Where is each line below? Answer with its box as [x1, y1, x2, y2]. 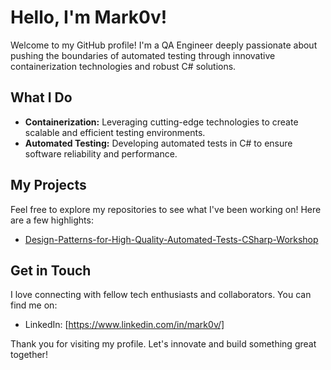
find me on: [10, 299, 58, 311]
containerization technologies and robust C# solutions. [10, 60, 237, 72]
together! [10, 349, 48, 361]
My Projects [10, 177, 87, 194]
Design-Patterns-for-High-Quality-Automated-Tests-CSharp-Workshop [24, 233, 319, 245]
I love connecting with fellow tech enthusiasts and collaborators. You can [10, 289, 312, 301]
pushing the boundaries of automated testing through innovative [10, 49, 276, 61]
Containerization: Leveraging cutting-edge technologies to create [24, 116, 299, 128]
